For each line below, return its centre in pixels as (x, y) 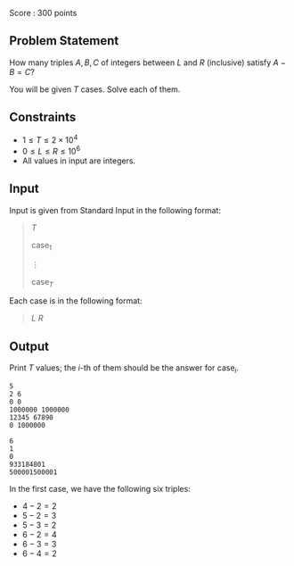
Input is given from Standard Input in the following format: (115, 210)
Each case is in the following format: (76, 301)
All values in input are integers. (79, 161)
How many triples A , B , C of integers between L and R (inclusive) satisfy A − (148, 62)
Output (29, 346)
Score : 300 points (43, 13)
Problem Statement (64, 41)
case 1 (41, 246)
